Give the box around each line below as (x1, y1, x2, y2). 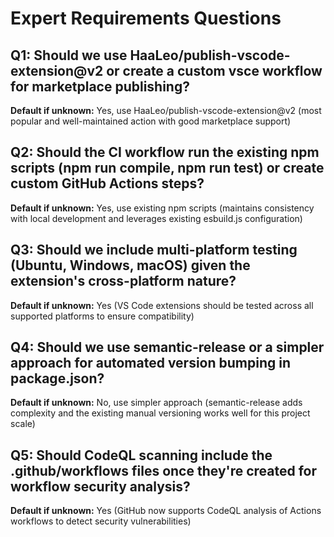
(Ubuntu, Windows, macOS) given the (10, 257, 251, 274)
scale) (10, 418, 36, 430)
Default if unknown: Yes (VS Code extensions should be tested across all (10, 299, 314, 311)
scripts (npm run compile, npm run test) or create (10, 160, 325, 177)
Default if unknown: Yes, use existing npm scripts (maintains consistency (10, 202, 315, 214)
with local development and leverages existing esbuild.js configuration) (10, 212, 303, 224)
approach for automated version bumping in (10, 355, 292, 372)
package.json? (10, 370, 105, 387)
